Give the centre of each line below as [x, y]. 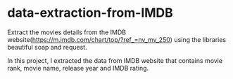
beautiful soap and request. [47, 47]
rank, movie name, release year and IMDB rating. [78, 68]
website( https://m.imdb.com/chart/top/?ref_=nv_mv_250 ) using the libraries [117, 39]
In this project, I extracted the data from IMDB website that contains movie [115, 60]
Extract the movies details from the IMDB [67, 32]
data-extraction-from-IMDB [90, 13]
